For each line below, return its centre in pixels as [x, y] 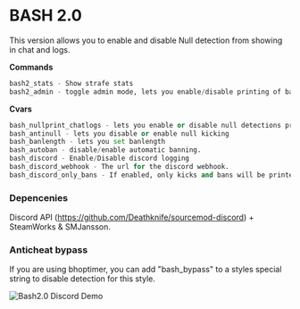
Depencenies [39, 197]
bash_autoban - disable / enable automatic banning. [105, 150]
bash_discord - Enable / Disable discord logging [100, 159]
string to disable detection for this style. [83, 279]
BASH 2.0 [46, 16]
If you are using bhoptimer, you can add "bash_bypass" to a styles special [146, 270]
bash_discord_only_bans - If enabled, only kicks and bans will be [137, 175]
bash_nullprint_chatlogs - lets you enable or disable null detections [145, 125]
